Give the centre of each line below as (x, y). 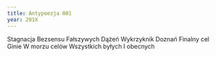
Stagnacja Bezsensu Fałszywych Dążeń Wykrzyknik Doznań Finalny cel (108, 39)
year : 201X (23, 20)
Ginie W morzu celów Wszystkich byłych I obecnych (81, 46)
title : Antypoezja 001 (39, 13)
